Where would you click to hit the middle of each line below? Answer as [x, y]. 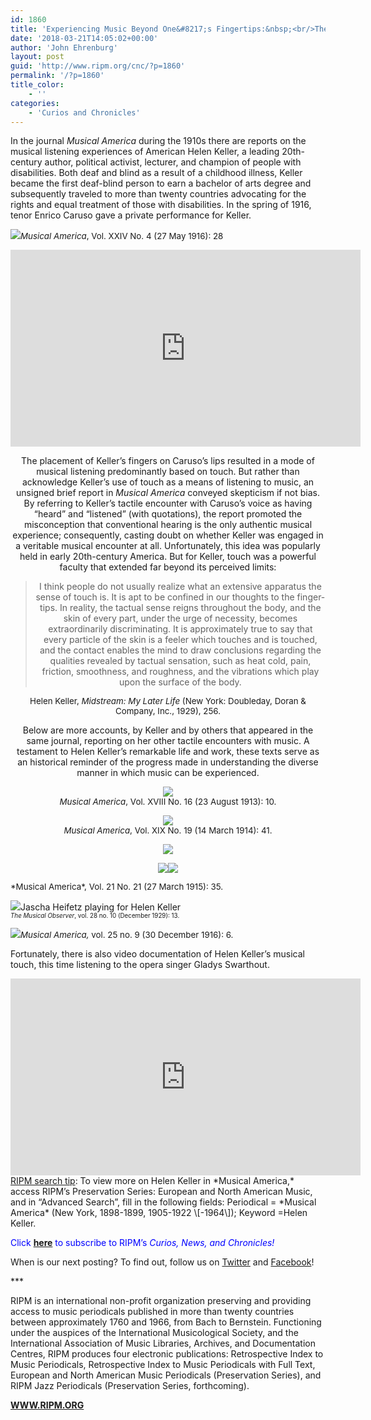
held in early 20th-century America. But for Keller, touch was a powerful [168, 557]
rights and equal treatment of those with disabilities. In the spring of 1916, [161, 205]
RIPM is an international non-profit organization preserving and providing [161, 1301]
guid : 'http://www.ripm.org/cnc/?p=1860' [98, 66]
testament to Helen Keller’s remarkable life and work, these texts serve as [168, 752]
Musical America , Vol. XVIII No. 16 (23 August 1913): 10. [168, 802]
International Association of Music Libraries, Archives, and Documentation [163, 1343]
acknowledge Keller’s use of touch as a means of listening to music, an [168, 482]
